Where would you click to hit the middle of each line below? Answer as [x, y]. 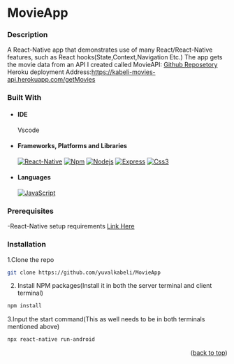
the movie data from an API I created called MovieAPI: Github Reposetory [112, 65]
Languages [34, 177]
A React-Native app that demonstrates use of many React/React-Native [110, 50]
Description [28, 35]
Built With [24, 98]
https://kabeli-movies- [123, 72]
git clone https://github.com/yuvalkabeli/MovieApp [84, 272]
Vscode [28, 130]
